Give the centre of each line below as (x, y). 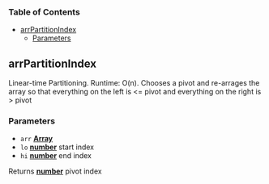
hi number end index (56, 156)
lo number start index (57, 147)
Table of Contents (45, 12)
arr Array (36, 139)
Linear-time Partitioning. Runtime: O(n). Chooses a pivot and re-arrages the (134, 83)
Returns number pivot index (56, 171)
